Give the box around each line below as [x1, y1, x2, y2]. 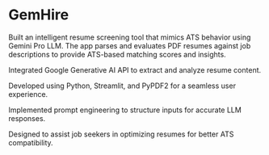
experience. [8, 89, 48, 98]
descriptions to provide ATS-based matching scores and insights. [8, 49, 226, 59]
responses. [8, 113, 46, 123]
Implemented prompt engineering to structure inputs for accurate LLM [8, 105, 242, 115]
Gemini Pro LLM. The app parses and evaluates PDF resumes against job [8, 40, 251, 50]
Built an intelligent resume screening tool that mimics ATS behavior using [8, 32, 251, 42]
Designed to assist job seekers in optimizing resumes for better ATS [8, 129, 234, 139]
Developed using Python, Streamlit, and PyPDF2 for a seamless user [8, 81, 237, 90]
